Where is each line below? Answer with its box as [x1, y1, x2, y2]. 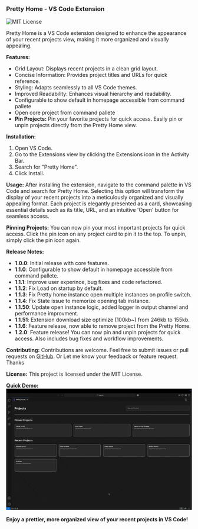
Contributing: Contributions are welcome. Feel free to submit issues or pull [6, 347, 189, 354]
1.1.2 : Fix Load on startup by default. [14, 285, 103, 292]
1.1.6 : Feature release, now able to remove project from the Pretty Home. [14, 322, 192, 330]
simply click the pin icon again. [6, 237, 81, 244]
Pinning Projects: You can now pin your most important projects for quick [6, 224, 186, 231]
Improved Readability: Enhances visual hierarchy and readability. [14, 91, 172, 98]
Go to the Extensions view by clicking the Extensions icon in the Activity [14, 151, 190, 158]
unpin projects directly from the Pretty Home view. [14, 122, 137, 129]
